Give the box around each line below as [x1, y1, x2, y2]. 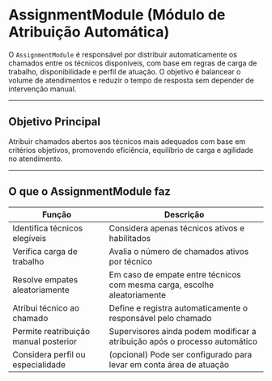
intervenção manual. [8, 83, 77, 94]
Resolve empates [12, 273, 79, 285]
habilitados [108, 232, 151, 243]
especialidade [12, 358, 66, 370]
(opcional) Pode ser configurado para [108, 349, 253, 360]
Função [41, 209, 72, 220]
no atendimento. [8, 154, 63, 163]
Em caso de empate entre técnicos [108, 269, 241, 280]
